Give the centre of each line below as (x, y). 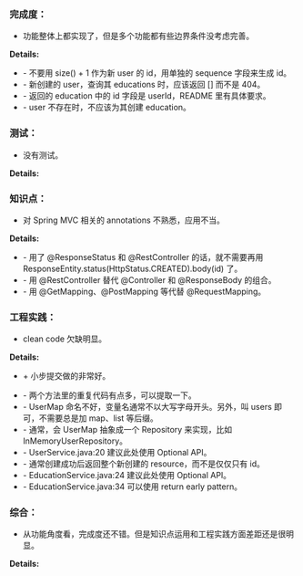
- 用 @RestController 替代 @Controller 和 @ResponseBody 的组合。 (149, 279)
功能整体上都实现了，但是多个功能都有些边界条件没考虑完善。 (138, 36)
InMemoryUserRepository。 (75, 441)
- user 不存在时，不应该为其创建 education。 (106, 108)
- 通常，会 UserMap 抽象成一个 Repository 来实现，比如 (127, 430)
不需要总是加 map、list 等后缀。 (99, 418)
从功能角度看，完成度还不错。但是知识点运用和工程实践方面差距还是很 (154, 534)
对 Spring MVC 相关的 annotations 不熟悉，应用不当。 (124, 220)
